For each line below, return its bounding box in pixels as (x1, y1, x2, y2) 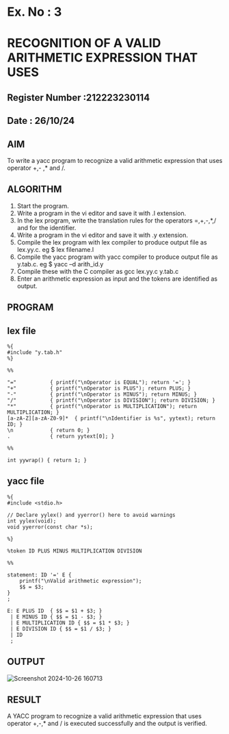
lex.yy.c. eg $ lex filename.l (16, 245, 94, 253)
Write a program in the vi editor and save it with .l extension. (16, 209, 187, 217)
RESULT (7, 694, 42, 705)
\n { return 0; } (7, 427, 90, 433)
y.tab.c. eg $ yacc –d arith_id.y (16, 260, 104, 268)
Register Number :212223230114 (7, 92, 150, 103)
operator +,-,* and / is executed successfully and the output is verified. (7, 720, 207, 728)
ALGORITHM (7, 183, 62, 195)
